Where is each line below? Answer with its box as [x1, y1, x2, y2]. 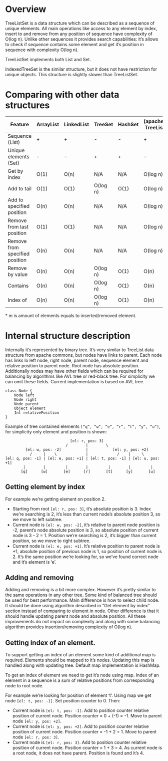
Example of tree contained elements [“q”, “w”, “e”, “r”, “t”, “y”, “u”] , [5, 423, 160, 429]
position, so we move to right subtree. [12, 538, 91, 544]
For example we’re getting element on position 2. [5, 496, 106, 502]
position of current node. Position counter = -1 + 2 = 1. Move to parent [12, 729, 156, 735]
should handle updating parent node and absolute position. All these [5, 613, 146, 619]
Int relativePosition [14, 410, 59, 415]
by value [7, 271, 28, 278]
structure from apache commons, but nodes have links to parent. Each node [5, 352, 162, 358]
